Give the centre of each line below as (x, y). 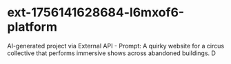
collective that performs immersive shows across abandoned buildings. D (111, 53)
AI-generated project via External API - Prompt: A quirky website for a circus (116, 46)
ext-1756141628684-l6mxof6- (96, 13)
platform (32, 27)
